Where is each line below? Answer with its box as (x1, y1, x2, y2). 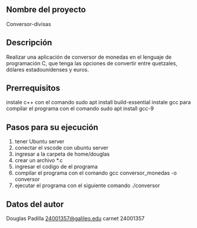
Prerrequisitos (6, 83, 61, 94)
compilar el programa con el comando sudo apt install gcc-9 (6, 105, 154, 112)
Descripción (6, 38, 52, 48)
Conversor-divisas (6, 20, 52, 27)
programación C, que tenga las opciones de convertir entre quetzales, (6, 59, 178, 67)
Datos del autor (6, 199, 64, 209)
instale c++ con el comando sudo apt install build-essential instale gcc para (6, 99, 191, 106)
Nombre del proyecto (6, 5, 86, 15)
